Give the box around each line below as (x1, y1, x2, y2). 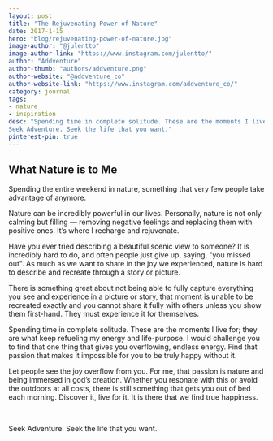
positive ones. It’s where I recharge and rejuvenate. (8, 226, 180, 236)
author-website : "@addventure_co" (8, 72, 126, 80)
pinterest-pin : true (8, 132, 79, 141)
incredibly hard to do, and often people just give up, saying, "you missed (8, 250, 251, 260)
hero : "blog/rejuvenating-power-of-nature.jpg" (8, 34, 173, 43)
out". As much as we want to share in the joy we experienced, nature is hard (8, 259, 263, 269)
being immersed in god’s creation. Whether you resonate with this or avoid (8, 375, 258, 385)
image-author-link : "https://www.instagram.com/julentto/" (8, 50, 213, 58)
